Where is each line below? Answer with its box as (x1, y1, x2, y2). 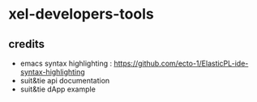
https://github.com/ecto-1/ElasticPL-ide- (113, 58, 249, 68)
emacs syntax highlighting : (19, 58, 113, 68)
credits (8, 37, 45, 51)
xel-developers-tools (8, 5, 154, 23)
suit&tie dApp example (19, 84, 96, 94)
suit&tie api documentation (19, 76, 110, 85)
